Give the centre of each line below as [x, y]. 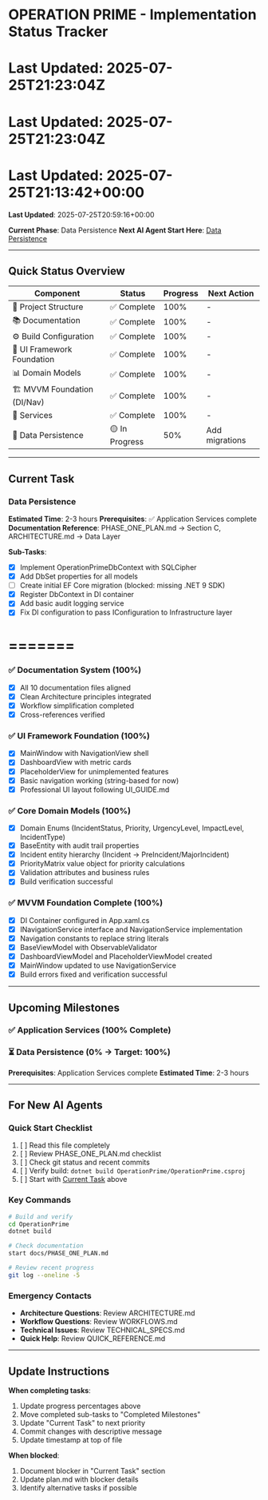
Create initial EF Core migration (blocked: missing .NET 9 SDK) [122, 586]
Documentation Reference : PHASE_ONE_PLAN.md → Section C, [115, 528]
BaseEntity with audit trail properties [79, 845]
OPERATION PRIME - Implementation [132, 15]
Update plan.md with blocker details [79, 1479]
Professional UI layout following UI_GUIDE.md [95, 790]
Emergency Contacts [50, 1295]
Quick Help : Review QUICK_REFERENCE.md [93, 1339]
